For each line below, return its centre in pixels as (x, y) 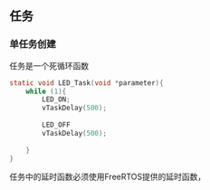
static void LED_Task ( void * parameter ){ (87, 83)
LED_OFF (56, 125)
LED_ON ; (56, 100)
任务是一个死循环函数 (49, 65)
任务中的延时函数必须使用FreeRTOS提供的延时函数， (108, 177)
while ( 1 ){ (46, 91)
